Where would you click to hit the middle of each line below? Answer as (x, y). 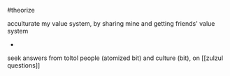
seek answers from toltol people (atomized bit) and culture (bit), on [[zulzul (115, 58)
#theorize (21, 10)
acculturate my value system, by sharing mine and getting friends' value (111, 23)
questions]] (24, 65)
